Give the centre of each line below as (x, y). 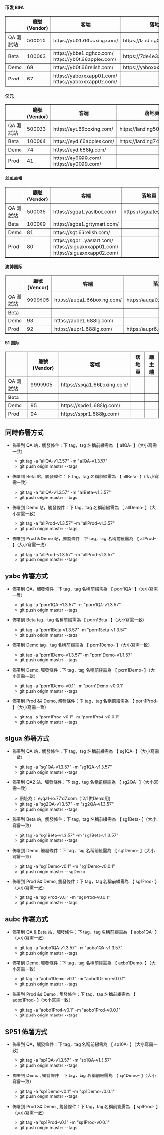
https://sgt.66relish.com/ (82, 232)
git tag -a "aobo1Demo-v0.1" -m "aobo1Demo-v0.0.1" (72, 979)
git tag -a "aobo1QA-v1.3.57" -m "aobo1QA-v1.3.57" (71, 948)
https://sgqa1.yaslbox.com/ (85, 211)
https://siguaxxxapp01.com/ (86, 246)
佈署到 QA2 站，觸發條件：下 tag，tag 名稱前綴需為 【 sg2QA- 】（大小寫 (85, 782)
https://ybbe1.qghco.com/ (83, 53)
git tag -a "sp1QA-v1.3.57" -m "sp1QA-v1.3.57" (66, 1060)
